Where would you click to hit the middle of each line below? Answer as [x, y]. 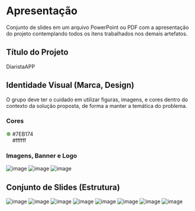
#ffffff [19, 140]
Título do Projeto [38, 52]
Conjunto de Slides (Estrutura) [63, 187]
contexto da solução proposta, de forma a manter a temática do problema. [97, 105]
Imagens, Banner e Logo [42, 155]
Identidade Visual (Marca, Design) [70, 85]
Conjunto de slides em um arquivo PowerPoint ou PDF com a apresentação [97, 27]
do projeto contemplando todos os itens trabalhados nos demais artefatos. [97, 33]
